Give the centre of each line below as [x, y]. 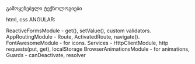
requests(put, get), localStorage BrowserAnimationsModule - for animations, [98, 49]
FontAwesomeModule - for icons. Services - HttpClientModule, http [87, 43]
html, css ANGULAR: [31, 19]
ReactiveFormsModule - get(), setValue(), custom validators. [79, 31]
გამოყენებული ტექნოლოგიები [44, 8]
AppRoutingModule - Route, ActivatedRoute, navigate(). [73, 37]
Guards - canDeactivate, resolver [46, 55]
